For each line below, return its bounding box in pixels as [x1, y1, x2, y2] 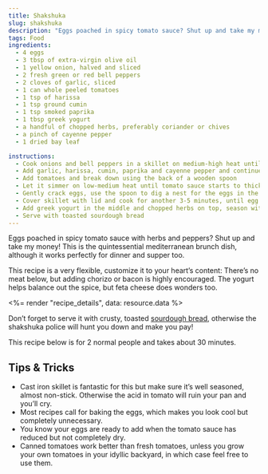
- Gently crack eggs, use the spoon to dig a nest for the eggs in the [15, 189, 259, 197]
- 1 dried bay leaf [15, 137, 81, 146]
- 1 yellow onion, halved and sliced [15, 64, 141, 72]
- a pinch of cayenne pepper [15, 130, 112, 138]
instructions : [8, 152, 56, 160]
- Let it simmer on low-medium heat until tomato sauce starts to [15, 182, 241, 190]
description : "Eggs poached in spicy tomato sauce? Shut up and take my [8, 26, 255, 34]
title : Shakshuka [8, 11, 66, 20]
